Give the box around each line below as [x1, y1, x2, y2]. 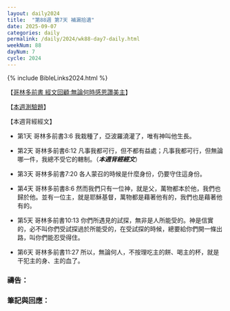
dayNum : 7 [7, 49, 36, 56]
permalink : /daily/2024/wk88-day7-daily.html [7, 36, 140, 43]
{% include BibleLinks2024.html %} [7, 74, 108, 82]
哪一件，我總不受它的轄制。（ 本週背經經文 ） [17, 155, 141, 163]
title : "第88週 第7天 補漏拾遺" [7, 17, 95, 23]
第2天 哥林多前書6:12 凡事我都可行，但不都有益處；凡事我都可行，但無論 [17, 146, 224, 155]
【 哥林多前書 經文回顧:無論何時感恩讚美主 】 [7, 87, 132, 96]
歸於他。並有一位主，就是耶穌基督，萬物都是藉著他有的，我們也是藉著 [17, 193, 217, 201]
